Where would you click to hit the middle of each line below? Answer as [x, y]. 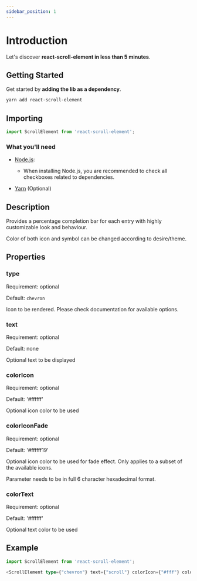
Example [22, 548]
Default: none [23, 349]
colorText [20, 494]
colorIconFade [27, 426]
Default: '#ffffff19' [27, 450]
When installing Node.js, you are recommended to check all [95, 171]
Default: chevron [26, 298]
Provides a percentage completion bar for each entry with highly [84, 221]
